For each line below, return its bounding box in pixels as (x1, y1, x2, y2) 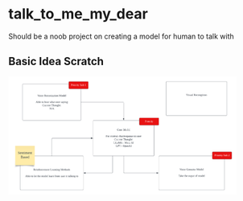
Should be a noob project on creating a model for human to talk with (8, 31, 235, 41)
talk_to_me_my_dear (8, 5, 149, 23)
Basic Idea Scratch (8, 55, 105, 68)
